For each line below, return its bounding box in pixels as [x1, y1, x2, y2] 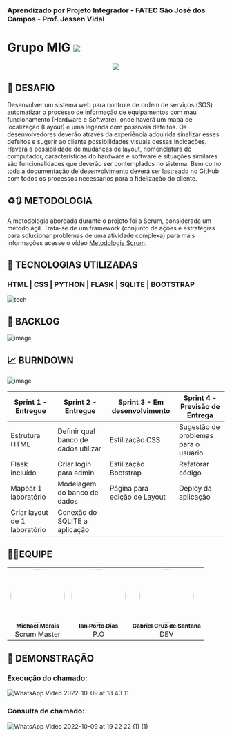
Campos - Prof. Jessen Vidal [7, 14, 105, 24]
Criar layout [10, 507, 48, 517]
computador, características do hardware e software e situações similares [7, 152, 218, 161]
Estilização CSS [109, 435, 161, 444]
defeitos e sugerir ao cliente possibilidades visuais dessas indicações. [7, 137, 207, 145]
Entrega [186, 410, 214, 420]
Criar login [57, 459, 92, 468]
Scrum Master [14, 629, 61, 639]
